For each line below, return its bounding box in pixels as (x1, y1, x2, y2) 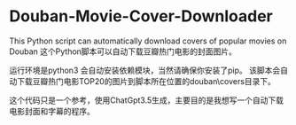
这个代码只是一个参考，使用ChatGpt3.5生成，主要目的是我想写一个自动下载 (9, 95, 284, 105)
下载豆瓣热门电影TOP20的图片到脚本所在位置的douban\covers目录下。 (16, 75, 277, 86)
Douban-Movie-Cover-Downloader (9, 6, 273, 27)
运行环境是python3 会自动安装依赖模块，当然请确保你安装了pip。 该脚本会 (9, 65, 281, 75)
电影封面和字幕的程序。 (9, 105, 95, 116)
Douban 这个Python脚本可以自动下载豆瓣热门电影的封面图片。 (9, 46, 238, 57)
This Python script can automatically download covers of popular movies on (9, 35, 287, 46)
